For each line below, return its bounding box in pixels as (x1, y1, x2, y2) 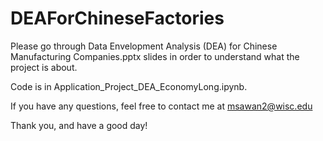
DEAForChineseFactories (10, 7, 225, 30)
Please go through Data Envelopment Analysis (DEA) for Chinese (10, 40, 278, 52)
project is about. (10, 61, 78, 73)
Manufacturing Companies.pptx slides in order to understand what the (10, 50, 300, 62)
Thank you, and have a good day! (10, 119, 148, 131)
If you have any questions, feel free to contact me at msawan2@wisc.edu (10, 100, 313, 112)
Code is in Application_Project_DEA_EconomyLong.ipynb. (10, 80, 248, 92)
